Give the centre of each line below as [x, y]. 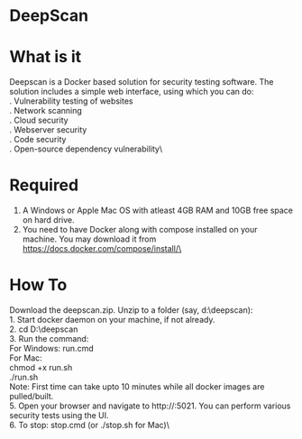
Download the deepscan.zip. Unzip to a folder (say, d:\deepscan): [131, 310]
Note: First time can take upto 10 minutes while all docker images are [137, 387]
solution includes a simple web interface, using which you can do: [132, 92]
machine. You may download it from [89, 239]
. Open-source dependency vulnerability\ [86, 149]
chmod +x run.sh [41, 367]
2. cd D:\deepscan [44, 329]
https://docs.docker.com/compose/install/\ [102, 249]
